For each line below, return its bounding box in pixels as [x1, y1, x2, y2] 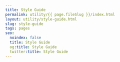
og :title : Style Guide [9, 44, 57, 49]
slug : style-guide [5, 21, 43, 26]
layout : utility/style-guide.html [5, 16, 77, 21]
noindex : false [9, 35, 41, 40]
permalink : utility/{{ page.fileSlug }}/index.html [5, 12, 115, 17]
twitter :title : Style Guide [9, 49, 68, 54]
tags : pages [5, 26, 30, 31]
